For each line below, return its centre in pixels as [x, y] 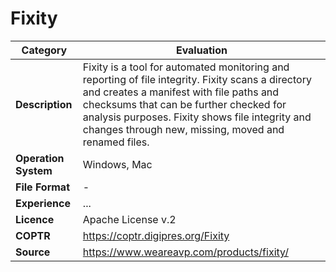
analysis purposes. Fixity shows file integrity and [197, 117]
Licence [35, 219]
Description [44, 104]
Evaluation [201, 50]
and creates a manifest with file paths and [181, 92]
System [34, 170]
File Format [43, 187]
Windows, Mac [117, 164]
